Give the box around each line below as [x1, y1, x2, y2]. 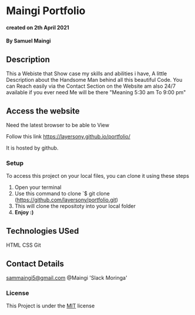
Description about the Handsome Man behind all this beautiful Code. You [6, 77, 183, 84]
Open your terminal [14, 184, 62, 191]
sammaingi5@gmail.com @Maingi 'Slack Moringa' [6, 274, 127, 281]
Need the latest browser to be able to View [6, 122, 110, 128]
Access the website [6, 106, 80, 116]
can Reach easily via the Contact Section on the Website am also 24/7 [6, 82, 176, 89]
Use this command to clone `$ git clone [14, 190, 110, 197]
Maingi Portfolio [6, 4, 86, 18]
